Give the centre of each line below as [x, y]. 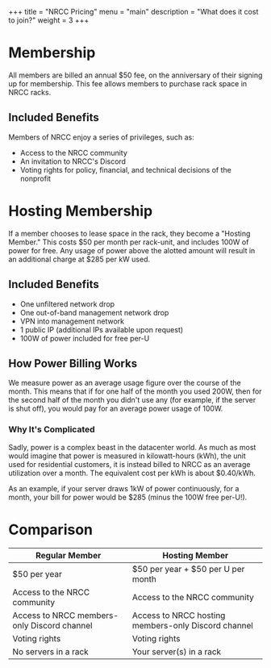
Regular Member [68, 555]
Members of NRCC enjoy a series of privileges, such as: [102, 137]
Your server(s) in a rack [177, 651]
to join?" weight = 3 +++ [49, 20]
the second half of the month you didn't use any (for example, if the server [132, 400]
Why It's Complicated [52, 429]
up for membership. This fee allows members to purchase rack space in [128, 83]
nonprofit [35, 178]
